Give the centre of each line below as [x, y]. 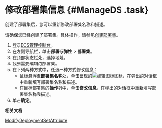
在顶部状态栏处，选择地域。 [40, 57]
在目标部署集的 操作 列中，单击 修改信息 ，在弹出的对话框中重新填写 [86, 88]
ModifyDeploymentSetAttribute [36, 120]
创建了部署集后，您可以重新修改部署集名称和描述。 [56, 24]
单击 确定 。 [23, 100]
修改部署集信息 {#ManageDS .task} [77, 10]
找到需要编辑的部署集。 [36, 64]
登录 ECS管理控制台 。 [33, 45]
